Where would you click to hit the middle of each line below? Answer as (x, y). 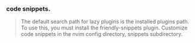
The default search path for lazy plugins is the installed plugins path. (105, 22)
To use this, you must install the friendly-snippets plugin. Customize (104, 28)
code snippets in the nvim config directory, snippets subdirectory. (102, 34)
